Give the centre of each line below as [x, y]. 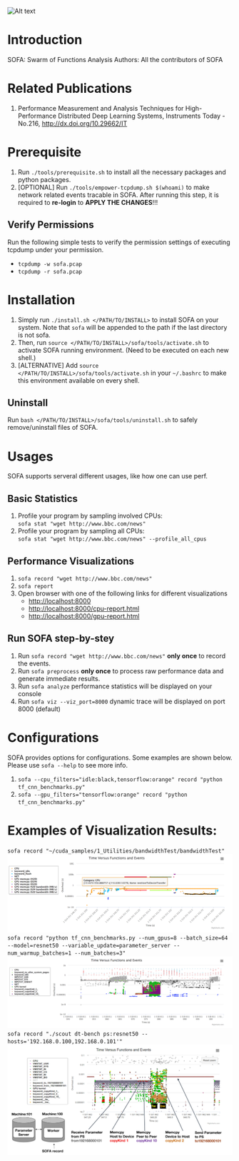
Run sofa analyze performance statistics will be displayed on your [115, 686]
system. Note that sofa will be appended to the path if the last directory [122, 327]
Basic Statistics [43, 499]
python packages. [44, 179]
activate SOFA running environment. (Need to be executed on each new [123, 350]
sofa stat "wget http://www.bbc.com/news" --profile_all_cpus [112, 539]
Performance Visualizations [71, 561]
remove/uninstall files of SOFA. [53, 428]
